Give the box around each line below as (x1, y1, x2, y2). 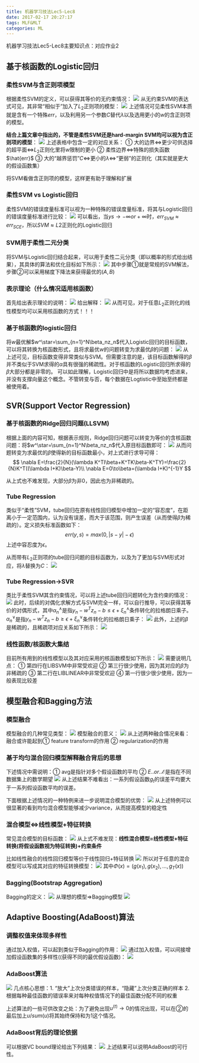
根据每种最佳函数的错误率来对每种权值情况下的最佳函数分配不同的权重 (6, 992, 178, 999)
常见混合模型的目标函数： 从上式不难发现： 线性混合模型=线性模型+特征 (6, 835, 188, 842)
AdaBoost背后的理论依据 (6, 1029, 78, 1037)
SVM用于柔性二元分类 (6, 239, 69, 247)
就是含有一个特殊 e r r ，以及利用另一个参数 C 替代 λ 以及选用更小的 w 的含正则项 (6, 111, 191, 118)
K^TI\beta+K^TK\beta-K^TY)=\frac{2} (94, 458, 187, 466)
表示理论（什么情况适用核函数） (6, 284, 98, 293)
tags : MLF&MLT (6, 20, 41, 26)
